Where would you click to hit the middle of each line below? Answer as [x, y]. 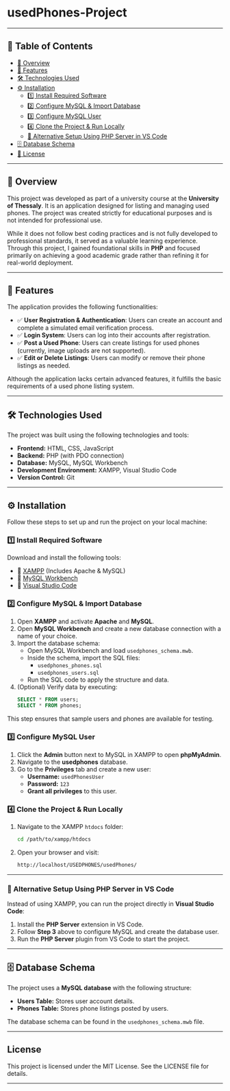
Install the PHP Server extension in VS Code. [80, 924]
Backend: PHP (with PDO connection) [71, 456]
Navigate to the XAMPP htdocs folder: [70, 826]
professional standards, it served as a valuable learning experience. [103, 241]
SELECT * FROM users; [48, 699]
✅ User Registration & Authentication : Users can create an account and [119, 320]
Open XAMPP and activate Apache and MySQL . [86, 621]
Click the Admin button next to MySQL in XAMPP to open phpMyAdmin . [119, 754]
